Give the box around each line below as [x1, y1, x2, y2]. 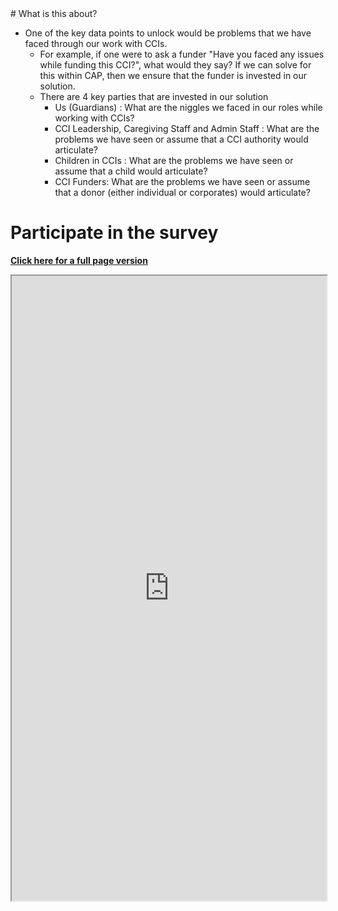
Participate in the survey [10, 222, 219, 244]
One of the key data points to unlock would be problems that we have [24, 27, 312, 39]
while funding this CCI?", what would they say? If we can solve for [39, 59, 312, 71]
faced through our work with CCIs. [24, 38, 168, 49]
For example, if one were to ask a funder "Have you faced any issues [39, 48, 325, 60]
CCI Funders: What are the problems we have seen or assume [54, 176, 311, 187]
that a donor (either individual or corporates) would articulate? [54, 187, 311, 198]
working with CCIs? [54, 112, 135, 124]
